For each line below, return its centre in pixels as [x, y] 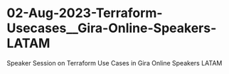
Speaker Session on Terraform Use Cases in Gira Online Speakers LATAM [114, 63]
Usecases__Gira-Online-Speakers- [112, 28]
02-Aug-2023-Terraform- [85, 13]
